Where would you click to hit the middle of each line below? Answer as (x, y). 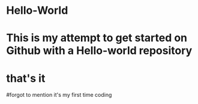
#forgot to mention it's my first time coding (59, 95)
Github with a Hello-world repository (99, 51)
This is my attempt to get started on (97, 38)
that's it (26, 78)
